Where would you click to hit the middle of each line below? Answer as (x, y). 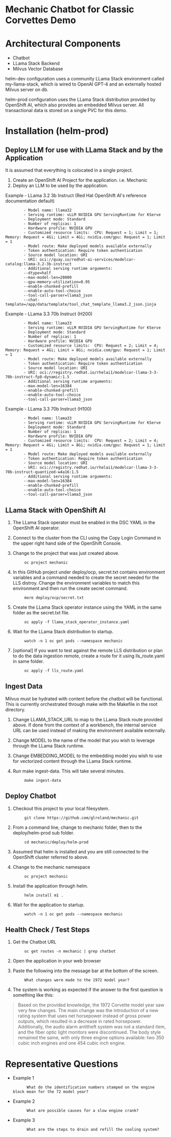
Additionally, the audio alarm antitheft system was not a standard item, (92, 1027)
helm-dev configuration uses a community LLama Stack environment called (85, 79)
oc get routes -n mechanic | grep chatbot (70, 951)
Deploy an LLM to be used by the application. (60, 186)
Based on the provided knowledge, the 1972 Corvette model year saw (91, 1005)
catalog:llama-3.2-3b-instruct (39, 264)
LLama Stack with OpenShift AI (56, 510)
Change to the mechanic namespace (51, 867)
